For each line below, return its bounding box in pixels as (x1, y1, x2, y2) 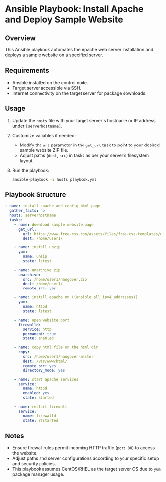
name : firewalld (23, 413, 56, 419)
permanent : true (23, 332, 56, 337)
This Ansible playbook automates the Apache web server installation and (5, 47, 154, 52)
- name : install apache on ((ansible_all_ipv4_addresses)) (14, 295, 138, 300)
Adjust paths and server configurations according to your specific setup (12, 455, 159, 461)
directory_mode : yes (23, 368, 65, 373)
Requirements (5, 66, 49, 75)
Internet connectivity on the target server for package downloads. (12, 90, 147, 96)
